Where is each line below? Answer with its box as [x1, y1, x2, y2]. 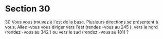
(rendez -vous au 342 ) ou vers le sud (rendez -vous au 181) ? [5, 29, 129, 35]
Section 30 [5, 3, 50, 14]
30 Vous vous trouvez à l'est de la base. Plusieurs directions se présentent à [5, 19, 158, 25]
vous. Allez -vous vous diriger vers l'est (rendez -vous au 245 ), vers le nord [5, 24, 158, 29]
